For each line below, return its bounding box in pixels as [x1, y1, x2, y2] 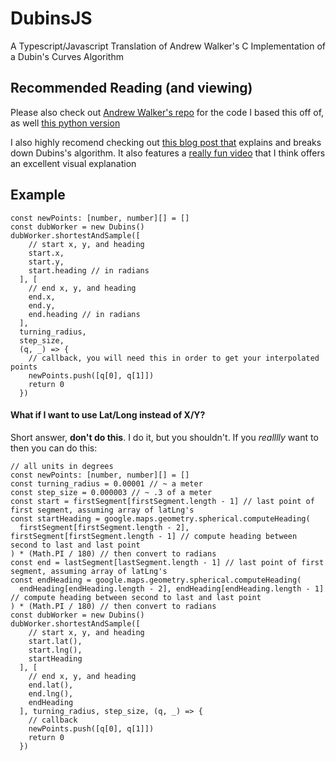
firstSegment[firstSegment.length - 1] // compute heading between [10, 531, 298, 541]
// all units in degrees [10, 461, 114, 471]
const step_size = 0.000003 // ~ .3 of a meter [10, 487, 213, 497]
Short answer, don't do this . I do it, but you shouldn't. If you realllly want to [10, 431, 319, 443]
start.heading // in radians [28, 265, 150, 276]
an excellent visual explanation [10, 157, 137, 169]
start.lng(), [28, 645, 83, 655]
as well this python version [10, 117, 121, 129]
